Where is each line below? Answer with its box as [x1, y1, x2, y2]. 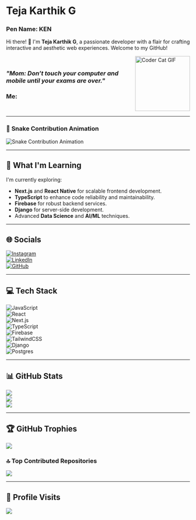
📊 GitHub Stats [6, 371, 63, 381]
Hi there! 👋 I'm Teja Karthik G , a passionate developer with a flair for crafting [6, 38, 190, 45]
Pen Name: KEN [6, 25, 52, 33]
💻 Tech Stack [6, 286, 58, 296]
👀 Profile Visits [6, 492, 61, 502]
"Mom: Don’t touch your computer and [6, 69, 118, 77]
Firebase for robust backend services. [14, 200, 107, 207]
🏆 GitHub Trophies [6, 424, 78, 434]
